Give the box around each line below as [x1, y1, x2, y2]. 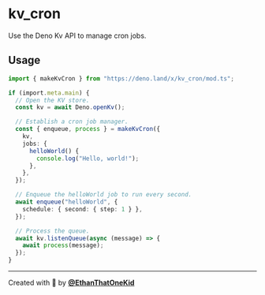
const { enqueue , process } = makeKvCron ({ [15, 125, 160, 133]
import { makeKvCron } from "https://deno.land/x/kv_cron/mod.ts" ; [8, 74, 235, 83]
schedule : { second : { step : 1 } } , [22, 205, 144, 213]
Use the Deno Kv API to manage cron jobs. [8, 31, 147, 40]
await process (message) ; [22, 241, 104, 249]
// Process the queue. [15, 226, 90, 235]
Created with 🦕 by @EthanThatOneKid [8, 278, 135, 287]
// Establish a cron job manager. [15, 118, 129, 126]
